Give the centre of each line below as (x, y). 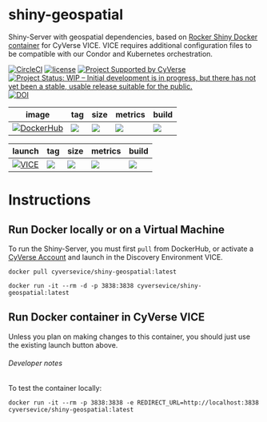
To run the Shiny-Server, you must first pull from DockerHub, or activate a (131, 249)
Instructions (50, 200)
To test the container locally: (55, 388)
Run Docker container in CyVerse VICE (107, 317)
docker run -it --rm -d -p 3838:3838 (71, 285)
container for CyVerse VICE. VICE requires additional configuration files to (130, 45)
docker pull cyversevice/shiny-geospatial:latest (93, 272)
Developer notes (35, 363)
